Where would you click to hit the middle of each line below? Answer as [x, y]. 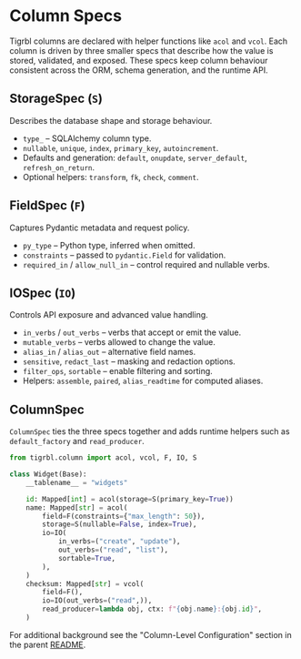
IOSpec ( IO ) [43, 293]
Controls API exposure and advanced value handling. [109, 315]
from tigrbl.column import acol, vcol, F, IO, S [103, 458]
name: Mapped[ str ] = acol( [77, 507]
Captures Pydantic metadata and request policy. [100, 228]
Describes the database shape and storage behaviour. [111, 120]
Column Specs [66, 16]
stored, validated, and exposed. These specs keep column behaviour [139, 60]
